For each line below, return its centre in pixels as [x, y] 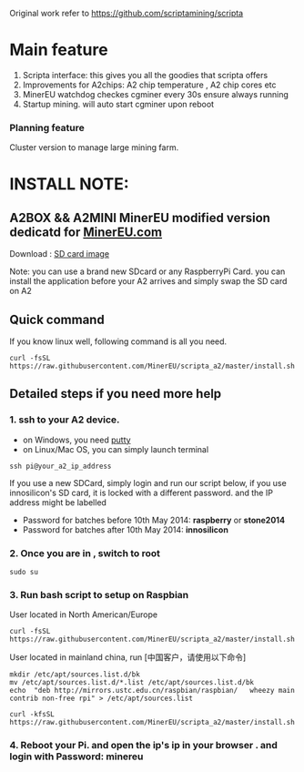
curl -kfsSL [32, 715]
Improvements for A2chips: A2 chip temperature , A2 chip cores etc [149, 85]
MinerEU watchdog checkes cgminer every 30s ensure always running [156, 94]
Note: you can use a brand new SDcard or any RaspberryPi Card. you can [147, 271]
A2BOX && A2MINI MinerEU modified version [140, 218]
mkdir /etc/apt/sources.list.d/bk [75, 675]
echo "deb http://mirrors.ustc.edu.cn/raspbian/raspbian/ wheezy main [152, 691]
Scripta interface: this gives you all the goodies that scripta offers [145, 75]
